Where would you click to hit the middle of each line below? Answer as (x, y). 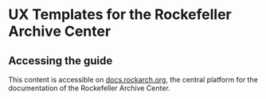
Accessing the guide (61, 61)
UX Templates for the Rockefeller (120, 15)
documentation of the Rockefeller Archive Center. (90, 88)
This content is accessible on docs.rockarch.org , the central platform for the (133, 80)
